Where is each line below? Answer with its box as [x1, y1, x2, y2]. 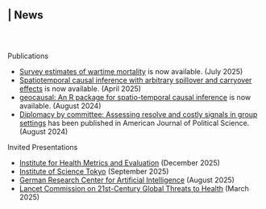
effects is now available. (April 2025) [19, 84, 142, 94]
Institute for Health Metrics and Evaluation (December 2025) [19, 158, 221, 167]
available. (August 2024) [19, 101, 102, 111]
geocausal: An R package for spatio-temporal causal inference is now [19, 93, 251, 102]
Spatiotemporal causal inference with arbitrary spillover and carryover [19, 75, 252, 85]
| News [7, 8, 44, 22]
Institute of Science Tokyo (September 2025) [19, 167, 169, 176]
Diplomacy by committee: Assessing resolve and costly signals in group [19, 110, 258, 119]
